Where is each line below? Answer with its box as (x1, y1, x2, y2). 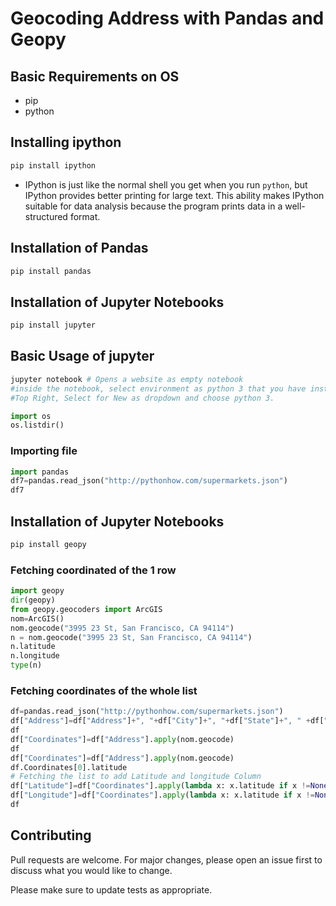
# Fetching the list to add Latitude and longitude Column (10, 772, 262, 782)
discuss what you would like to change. (10, 864, 173, 876)
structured (24, 210, 68, 222)
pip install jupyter (10, 320, 97, 331)
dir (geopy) (10, 595, 56, 606)
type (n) (10, 660, 43, 671)
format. (69, 210, 101, 222)
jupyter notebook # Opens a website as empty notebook (10, 374, 244, 384)
